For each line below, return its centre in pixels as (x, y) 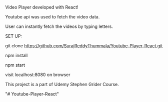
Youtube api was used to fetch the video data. (52, 17)
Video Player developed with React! (42, 7)
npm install (16, 55)
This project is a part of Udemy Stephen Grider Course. (62, 84)
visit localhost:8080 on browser (38, 75)
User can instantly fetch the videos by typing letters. (59, 26)
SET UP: (14, 36)
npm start (15, 65)
